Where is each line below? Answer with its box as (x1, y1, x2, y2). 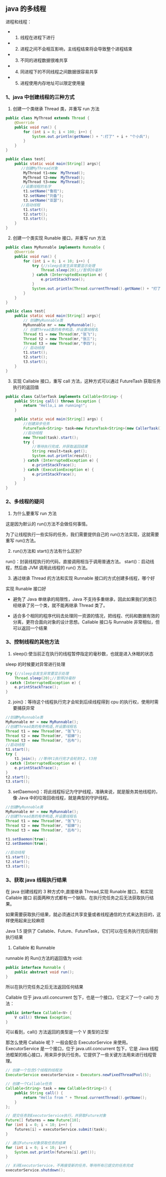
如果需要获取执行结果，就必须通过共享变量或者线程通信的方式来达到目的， (5, 911, 157, 917)
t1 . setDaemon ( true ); (5, 836, 48, 841)
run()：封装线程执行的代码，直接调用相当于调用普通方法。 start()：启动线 (5, 558, 155, 564)
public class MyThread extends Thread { (5, 115, 90, 121)
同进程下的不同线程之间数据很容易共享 (20, 69, 98, 75)
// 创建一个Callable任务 (5, 1081, 52, 1087)
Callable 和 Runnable (12, 945, 56, 951)
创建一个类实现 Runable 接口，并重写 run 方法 (12, 235, 106, 241)
